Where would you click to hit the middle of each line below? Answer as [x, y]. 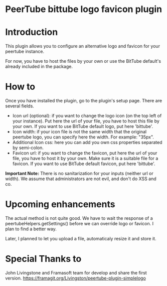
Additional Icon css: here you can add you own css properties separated [87, 142]
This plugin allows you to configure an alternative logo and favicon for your [83, 46]
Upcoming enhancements [60, 204]
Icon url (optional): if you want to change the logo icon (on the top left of [87, 116]
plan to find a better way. [31, 229]
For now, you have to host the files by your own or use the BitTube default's [83, 61]
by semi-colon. [28, 148]
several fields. [20, 106]
